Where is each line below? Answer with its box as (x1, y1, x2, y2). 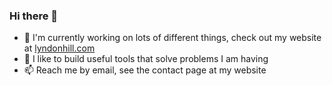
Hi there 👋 (9, 9, 59, 23)
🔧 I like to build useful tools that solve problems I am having (23, 53, 269, 65)
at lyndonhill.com (23, 42, 96, 54)
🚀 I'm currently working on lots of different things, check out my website (23, 32, 322, 44)
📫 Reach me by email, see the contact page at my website (23, 64, 267, 76)
